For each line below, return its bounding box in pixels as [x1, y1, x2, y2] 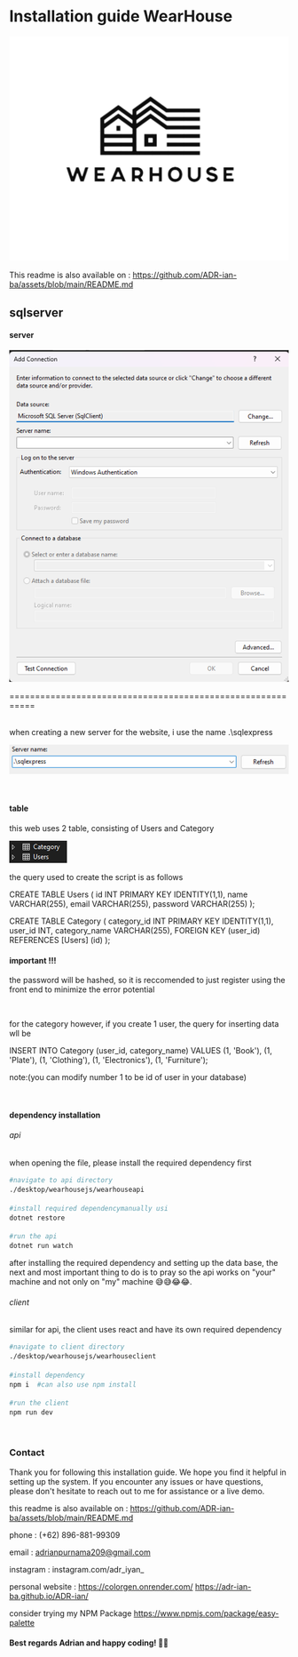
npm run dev [9, 1408, 53, 1417]
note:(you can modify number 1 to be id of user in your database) [9, 1072, 247, 1083]
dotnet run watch [9, 1242, 74, 1251]
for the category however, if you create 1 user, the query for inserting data [9, 1019, 279, 1029]
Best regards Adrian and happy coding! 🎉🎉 [9, 1637, 169, 1648]
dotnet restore [9, 1213, 66, 1222]
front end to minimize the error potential [9, 984, 155, 995]
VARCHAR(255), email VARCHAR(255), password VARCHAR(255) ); [9, 899, 255, 909]
